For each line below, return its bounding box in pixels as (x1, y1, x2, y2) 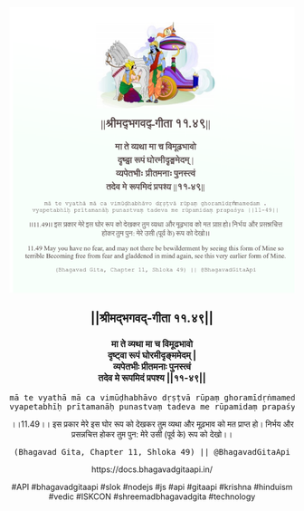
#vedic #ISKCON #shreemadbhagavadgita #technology (48, 491, 256, 502)
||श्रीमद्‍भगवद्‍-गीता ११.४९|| (90, 311, 214, 326)
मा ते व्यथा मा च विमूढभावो (110, 338, 194, 351)
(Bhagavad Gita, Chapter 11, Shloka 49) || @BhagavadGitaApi (13, 447, 291, 457)
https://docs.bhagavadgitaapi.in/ (90, 464, 214, 475)
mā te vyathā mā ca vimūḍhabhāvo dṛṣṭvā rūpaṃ (9, 392, 220, 402)
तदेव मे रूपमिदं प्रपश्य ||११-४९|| (98, 371, 206, 384)
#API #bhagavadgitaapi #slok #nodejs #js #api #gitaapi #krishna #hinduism (11, 481, 293, 492)
